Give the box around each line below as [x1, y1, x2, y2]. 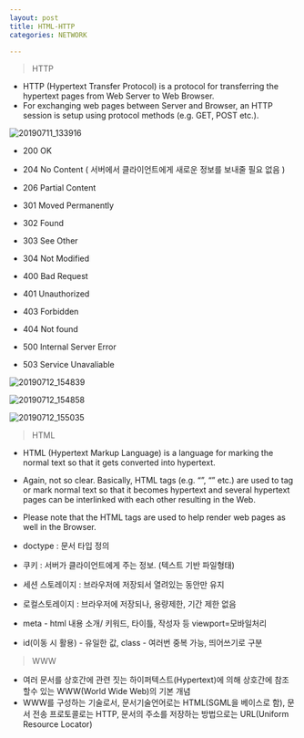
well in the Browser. [22, 522, 97, 533]
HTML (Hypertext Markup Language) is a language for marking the [22, 448, 274, 459]
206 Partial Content [22, 182, 96, 193]
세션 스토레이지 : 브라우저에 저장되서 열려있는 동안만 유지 [22, 579, 225, 590]
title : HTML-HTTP [9, 22, 76, 31]
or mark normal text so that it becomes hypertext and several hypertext [22, 484, 290, 495]
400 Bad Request [22, 271, 88, 282]
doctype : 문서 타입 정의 [22, 540, 110, 552]
